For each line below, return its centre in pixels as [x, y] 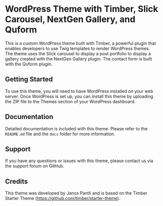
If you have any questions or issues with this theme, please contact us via [79, 161]
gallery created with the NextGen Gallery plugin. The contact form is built [79, 59]
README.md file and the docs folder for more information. [60, 134]
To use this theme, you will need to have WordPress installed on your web [79, 91]
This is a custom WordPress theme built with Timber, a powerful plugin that [81, 43]
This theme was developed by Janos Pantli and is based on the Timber [76, 193]
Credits [17, 181]
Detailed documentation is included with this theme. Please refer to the [76, 128]
